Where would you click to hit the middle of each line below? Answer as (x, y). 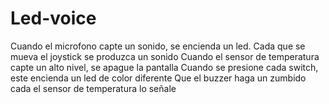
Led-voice (53, 18)
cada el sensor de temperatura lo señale (93, 88)
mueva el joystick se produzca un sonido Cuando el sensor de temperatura (165, 56)
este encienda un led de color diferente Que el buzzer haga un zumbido (158, 78)
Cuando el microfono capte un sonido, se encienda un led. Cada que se (158, 46)
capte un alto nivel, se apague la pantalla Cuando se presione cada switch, (164, 67)
